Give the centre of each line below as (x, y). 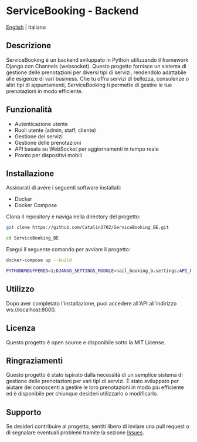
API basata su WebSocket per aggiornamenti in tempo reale (87, 149)
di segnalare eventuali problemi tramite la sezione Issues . (75, 433)
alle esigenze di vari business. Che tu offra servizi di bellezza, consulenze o (98, 78)
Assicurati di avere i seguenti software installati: (64, 188)
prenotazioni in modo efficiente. (45, 91)
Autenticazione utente (41, 124)
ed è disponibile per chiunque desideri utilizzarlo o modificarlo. (82, 394)
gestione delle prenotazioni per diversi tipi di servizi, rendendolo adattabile (96, 72)
